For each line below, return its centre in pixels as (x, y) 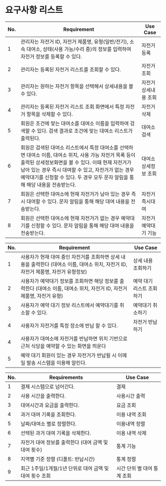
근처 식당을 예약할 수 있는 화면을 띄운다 (63, 346)
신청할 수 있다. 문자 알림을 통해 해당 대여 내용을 (83, 225)
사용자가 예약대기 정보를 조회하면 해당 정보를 (69, 281)
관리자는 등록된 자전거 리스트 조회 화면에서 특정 (72, 107)
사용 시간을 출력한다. (43, 396)
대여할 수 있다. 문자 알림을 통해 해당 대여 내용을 (78, 201)
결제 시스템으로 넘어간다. (48, 386)
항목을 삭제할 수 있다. (50, 114)
